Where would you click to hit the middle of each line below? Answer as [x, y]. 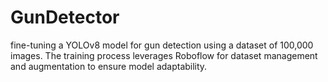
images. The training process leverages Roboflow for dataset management [164, 55]
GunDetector [65, 17]
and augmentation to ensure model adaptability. [109, 66]
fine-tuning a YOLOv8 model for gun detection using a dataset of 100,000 [162, 45]
